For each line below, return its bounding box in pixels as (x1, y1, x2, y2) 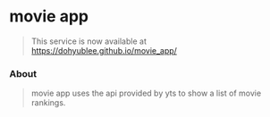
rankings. (30, 97, 66, 108)
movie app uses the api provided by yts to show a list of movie (30, 88, 262, 99)
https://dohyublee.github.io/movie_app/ (30, 45, 177, 55)
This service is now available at (30, 36, 148, 46)
